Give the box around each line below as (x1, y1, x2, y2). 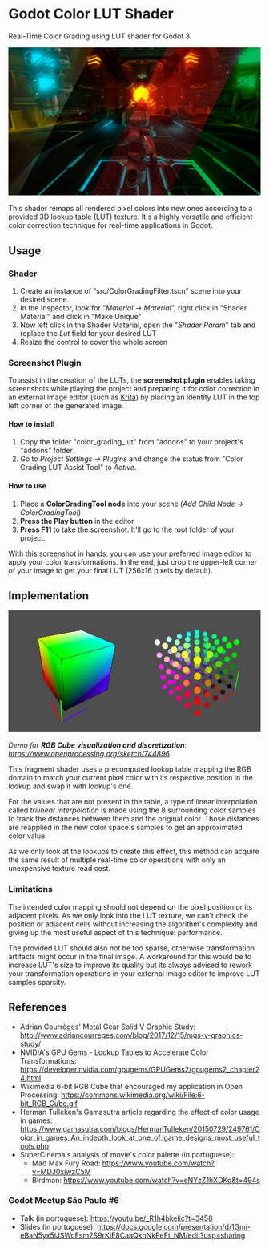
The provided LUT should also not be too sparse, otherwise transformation (8, 943, 255, 953)
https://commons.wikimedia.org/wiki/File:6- (61, 1090, 206, 1100)
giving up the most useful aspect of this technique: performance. (8, 927, 223, 937)
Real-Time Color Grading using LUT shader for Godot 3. (8, 31, 192, 41)
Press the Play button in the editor (19, 516, 134, 525)
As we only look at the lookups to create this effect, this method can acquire (8, 847, 260, 857)
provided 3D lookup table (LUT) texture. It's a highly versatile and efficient (8, 212, 253, 221)
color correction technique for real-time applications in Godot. (8, 221, 214, 230)
